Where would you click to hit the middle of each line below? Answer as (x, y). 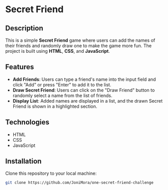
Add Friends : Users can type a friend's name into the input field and (84, 79)
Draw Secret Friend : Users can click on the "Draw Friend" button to (84, 90)
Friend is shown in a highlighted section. (55, 106)
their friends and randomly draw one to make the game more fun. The (78, 46)
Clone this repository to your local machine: (51, 173)
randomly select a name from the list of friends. (62, 96)
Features (20, 67)
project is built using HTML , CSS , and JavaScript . (58, 51)
